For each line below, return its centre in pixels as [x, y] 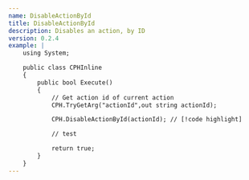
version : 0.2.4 [34, 38]
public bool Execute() [75, 82]
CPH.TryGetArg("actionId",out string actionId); [134, 105]
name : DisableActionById [50, 16]
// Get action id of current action [112, 97]
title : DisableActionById [51, 23]
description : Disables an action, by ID [77, 31]
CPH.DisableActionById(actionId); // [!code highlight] [147, 120]
